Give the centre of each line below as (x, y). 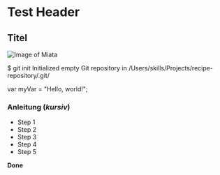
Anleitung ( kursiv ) (39, 107)
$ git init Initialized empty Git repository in (67, 68)
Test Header (44, 12)
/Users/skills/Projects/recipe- (170, 68)
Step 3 (27, 137)
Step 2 (27, 130)
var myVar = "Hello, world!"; (48, 89)
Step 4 (27, 144)
